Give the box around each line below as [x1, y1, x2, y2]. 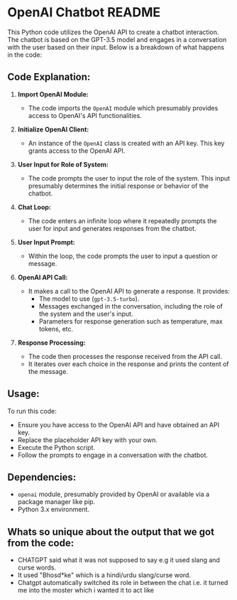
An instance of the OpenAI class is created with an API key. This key [28, 139, 225, 147]
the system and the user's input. [38, 309, 133, 318]
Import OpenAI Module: [17, 90, 89, 98]
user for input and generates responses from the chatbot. [28, 224, 197, 232]
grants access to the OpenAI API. [28, 146, 126, 155]
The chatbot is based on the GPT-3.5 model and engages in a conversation [7, 35, 227, 43]
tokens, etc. [38, 324, 74, 333]
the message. [28, 367, 69, 375]
